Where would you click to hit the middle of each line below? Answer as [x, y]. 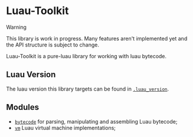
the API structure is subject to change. [53, 45]
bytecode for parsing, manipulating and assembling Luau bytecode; [96, 121]
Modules [23, 107]
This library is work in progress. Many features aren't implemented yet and [97, 38]
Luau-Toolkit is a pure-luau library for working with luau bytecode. [86, 56]
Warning [16, 27]
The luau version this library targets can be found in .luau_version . [88, 89]
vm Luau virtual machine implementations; [65, 128]
